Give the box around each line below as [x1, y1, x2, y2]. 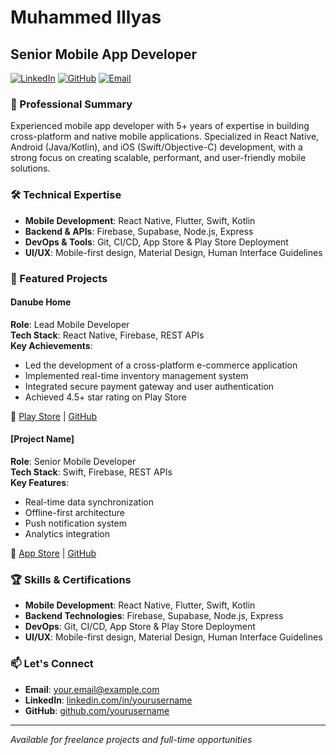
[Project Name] [10, 433, 75, 445]
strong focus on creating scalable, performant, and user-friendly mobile [10, 152, 307, 164]
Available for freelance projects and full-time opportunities [10, 733, 253, 745]
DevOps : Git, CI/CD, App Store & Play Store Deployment [24, 621, 256, 633]
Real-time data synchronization [24, 496, 154, 508]
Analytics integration [24, 527, 111, 540]
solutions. [10, 162, 51, 175]
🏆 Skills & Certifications [10, 572, 132, 586]
